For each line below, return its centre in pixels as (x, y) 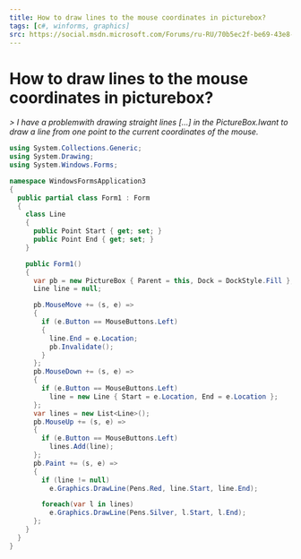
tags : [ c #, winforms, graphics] (69, 26)
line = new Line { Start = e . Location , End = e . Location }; (163, 396)
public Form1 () (54, 264)
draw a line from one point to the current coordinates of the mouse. (134, 132)
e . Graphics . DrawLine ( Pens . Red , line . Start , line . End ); (154, 488)
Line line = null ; (67, 289)
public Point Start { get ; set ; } (98, 231)
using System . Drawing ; (52, 157)
